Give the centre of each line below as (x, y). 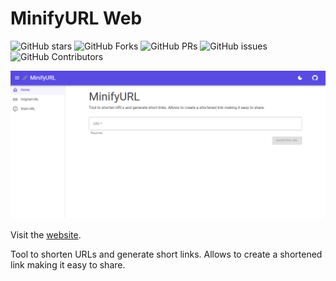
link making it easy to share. (68, 264)
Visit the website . (46, 234)
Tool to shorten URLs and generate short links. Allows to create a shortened (166, 254)
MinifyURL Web (76, 18)
